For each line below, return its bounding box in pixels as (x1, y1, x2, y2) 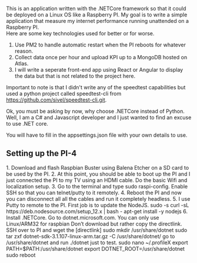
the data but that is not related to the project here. (14, 73, 136, 79)
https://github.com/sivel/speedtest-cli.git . (6, 96, 107, 103)
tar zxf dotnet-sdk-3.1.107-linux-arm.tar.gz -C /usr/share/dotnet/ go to (6, 232, 175, 240)
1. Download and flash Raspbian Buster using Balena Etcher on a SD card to (6, 164, 189, 171)
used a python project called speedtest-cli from (6, 90, 122, 97)
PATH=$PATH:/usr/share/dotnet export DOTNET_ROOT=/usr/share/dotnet (6, 245, 185, 252)
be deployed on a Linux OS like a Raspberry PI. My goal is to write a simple (6, 11, 188, 18)
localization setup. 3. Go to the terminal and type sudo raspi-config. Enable (6, 183, 188, 190)
